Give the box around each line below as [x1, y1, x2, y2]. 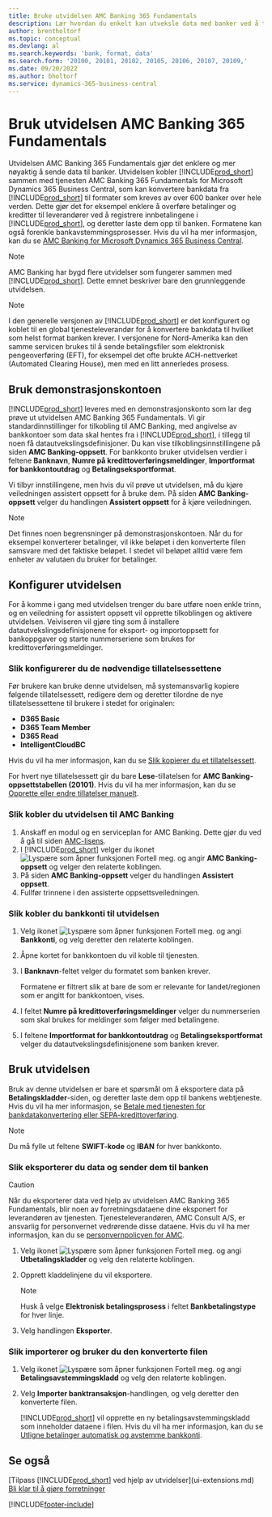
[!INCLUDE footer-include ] [8, 1500, 95, 1510]
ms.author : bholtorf [8, 72, 79, 80]
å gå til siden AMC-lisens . [19, 835, 107, 845]
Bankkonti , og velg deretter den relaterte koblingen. [19, 934, 194, 944]
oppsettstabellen [8, 780, 67, 790]
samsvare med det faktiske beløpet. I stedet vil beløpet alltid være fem [8, 546, 243, 556]
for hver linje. [19, 1310, 65, 1320]
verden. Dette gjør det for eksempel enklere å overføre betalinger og [8, 202, 236, 212]
